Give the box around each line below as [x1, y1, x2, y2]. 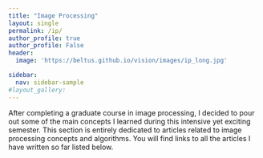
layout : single [8, 19, 59, 27]
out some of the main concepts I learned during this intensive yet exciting [8, 116, 251, 126]
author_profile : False [8, 42, 84, 50]
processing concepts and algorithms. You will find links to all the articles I [8, 133, 251, 143]
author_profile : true [8, 34, 81, 43]
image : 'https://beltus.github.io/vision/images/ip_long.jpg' [15, 57, 228, 65]
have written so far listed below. [8, 142, 114, 152]
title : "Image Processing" [8, 11, 99, 20]
